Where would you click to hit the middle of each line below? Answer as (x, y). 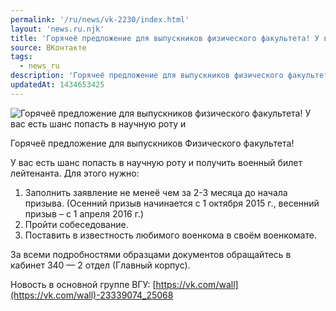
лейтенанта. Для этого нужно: (75, 173)
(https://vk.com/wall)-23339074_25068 (92, 295)
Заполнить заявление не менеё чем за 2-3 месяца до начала (156, 192)
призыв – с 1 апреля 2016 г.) (84, 213)
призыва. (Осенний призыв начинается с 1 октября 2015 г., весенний (172, 203)
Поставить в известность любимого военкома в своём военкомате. (170, 235)
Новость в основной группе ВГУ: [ (83, 284)
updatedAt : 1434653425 (57, 85)
